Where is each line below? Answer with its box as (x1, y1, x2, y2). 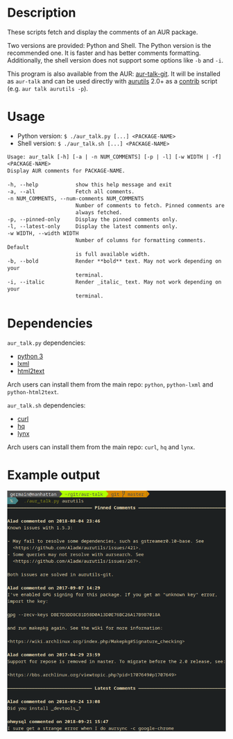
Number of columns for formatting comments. (75, 236, 207, 244)
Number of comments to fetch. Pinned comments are (75, 202, 225, 209)
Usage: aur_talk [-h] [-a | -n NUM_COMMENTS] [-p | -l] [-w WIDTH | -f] (7, 153, 222, 161)
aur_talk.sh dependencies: (7, 401, 86, 409)
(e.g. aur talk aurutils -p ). (7, 84, 89, 92)
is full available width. (75, 250, 150, 258)
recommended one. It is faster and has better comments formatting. (7, 49, 201, 57)
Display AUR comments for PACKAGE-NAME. (7, 167, 126, 174)
